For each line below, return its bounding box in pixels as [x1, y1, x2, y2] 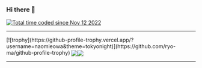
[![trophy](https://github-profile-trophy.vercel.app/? [6, 36, 134, 44]
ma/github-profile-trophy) [6, 49, 70, 57]
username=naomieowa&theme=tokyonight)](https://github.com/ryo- [6, 43, 176, 50]
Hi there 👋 [6, 5, 36, 14]
